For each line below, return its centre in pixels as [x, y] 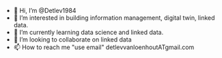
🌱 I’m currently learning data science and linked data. [88, 32]
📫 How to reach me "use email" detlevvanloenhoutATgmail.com [104, 47]
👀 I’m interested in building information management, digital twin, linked [114, 18]
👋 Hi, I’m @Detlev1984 [45, 11]
